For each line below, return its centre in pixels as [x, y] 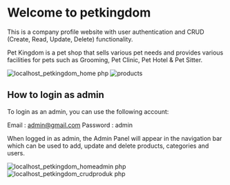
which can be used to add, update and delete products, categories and [108, 146]
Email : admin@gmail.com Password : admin [70, 125]
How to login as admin [56, 95]
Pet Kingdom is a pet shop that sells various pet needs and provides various [115, 52]
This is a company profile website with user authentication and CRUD [106, 32]
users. [16, 153]
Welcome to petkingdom [79, 13]
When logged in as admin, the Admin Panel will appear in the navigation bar [115, 138]
